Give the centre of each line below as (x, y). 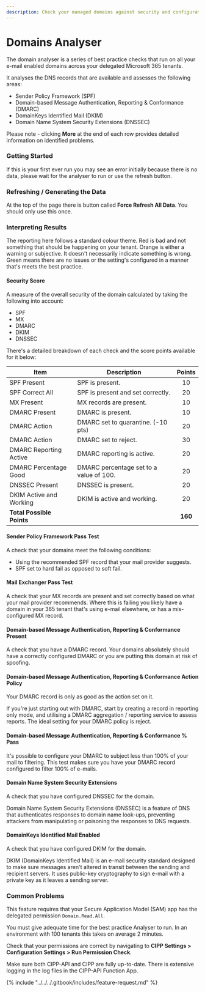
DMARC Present (33, 412)
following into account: (35, 301)
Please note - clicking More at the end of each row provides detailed (93, 134)
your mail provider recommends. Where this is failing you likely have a (94, 602)
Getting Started (30, 156)
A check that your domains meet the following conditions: (79, 550)
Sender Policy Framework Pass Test (53, 536)
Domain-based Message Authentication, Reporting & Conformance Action (103, 676)
